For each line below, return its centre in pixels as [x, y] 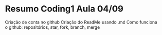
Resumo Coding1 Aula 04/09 [64, 9]
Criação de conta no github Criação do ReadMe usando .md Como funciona [81, 22]
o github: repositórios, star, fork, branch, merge [53, 27]
